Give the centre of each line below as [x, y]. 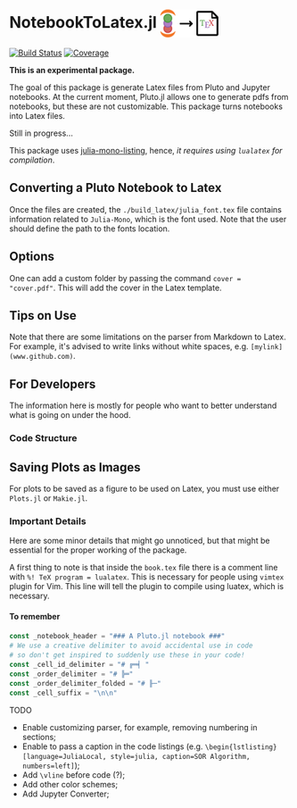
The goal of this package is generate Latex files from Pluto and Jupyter [140, 87]
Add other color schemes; [70, 784]
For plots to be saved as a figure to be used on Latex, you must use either [144, 488]
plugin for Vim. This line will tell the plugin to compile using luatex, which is [146, 587]
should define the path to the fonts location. [90, 229]
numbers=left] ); [51, 765]
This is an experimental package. [72, 70]
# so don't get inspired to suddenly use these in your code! [127, 655]
